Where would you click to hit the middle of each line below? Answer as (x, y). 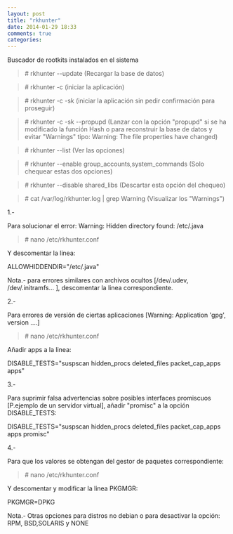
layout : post (26, 14)
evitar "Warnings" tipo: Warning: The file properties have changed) (121, 137)
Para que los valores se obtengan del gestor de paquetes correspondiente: (116, 462)
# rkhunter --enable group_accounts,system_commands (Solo (114, 164)
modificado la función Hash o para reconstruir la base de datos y (118, 129)
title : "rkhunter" (34, 20)
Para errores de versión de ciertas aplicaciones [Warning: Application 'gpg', (116, 315)
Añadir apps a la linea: (39, 350)
